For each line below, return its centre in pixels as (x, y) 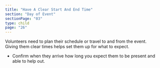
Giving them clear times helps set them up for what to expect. (67, 47)
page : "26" (16, 28)
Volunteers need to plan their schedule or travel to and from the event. (76, 41)
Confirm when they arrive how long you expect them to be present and (84, 56)
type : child (17, 23)
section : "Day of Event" (30, 14)
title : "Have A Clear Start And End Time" (49, 9)
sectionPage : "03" (24, 18)
